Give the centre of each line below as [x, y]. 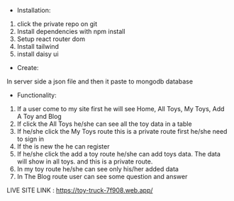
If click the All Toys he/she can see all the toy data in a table [104, 124]
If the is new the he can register [63, 147]
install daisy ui [38, 54]
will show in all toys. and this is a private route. [85, 161]
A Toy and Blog [39, 116]
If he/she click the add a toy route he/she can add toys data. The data [119, 154]
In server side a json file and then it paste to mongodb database [100, 81]
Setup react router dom [51, 39]
